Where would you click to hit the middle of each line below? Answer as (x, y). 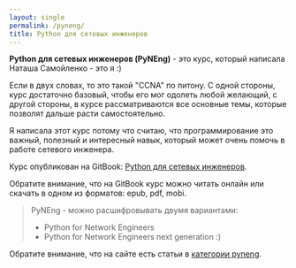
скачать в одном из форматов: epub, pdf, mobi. (98, 193)
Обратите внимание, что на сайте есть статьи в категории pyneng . (136, 254)
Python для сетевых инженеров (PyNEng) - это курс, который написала (147, 59)
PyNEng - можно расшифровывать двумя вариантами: (134, 211)
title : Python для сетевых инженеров (79, 34)
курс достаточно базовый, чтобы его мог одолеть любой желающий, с (143, 95)
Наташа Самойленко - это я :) (65, 68)
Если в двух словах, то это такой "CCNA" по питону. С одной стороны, (142, 86)
